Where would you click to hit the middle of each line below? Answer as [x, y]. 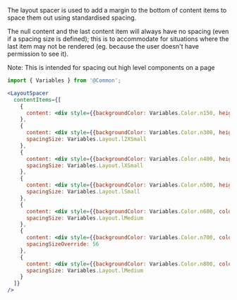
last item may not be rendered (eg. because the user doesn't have [103, 46]
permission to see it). [38, 54]
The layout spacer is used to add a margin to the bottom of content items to [117, 10]
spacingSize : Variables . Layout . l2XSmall [86, 139]
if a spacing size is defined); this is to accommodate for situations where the [118, 39]
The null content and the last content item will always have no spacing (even [118, 31]
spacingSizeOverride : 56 [62, 244]
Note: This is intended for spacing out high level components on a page [111, 67]
